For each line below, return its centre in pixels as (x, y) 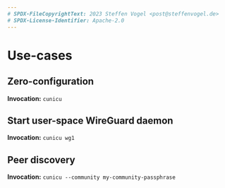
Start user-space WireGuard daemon (90, 121)
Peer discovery (41, 160)
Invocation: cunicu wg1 (41, 138)
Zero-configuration (50, 82)
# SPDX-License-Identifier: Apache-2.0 (66, 20)
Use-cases (40, 55)
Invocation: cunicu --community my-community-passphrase (92, 177)
